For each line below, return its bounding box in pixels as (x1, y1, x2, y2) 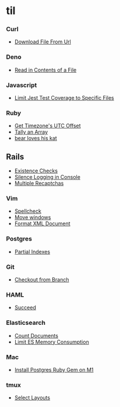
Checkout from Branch (14, 276, 69, 283)
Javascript (6, 81, 37, 89)
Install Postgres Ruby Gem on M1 (14, 366, 94, 373)
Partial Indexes (14, 248, 51, 255)
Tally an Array (14, 128, 48, 135)
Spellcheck (14, 208, 42, 215)
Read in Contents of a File (14, 66, 77, 73)
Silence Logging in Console (14, 174, 80, 181)
